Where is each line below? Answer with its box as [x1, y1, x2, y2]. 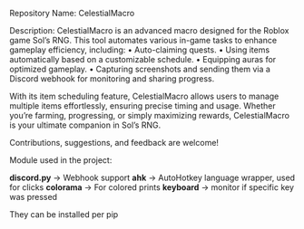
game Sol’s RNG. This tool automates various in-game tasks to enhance [9, 35, 278, 45]
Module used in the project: [9, 155, 113, 166]
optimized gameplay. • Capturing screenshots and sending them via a [9, 63, 270, 74]
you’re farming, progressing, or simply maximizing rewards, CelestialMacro [9, 110, 290, 120]
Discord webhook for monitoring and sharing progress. [9, 73, 215, 84]
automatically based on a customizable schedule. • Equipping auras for [9, 54, 277, 64]
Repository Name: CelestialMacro [9, 8, 135, 18]
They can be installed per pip [9, 209, 119, 220]
